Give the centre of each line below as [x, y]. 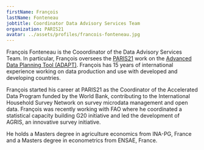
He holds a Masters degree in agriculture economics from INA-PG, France [99, 134]
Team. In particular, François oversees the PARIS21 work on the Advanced [99, 59]
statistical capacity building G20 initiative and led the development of [93, 116]
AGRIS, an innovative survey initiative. [54, 122]
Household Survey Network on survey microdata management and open [97, 103]
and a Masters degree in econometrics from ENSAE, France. [82, 140]
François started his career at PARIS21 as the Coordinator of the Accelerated [102, 90]
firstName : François [33, 12]
